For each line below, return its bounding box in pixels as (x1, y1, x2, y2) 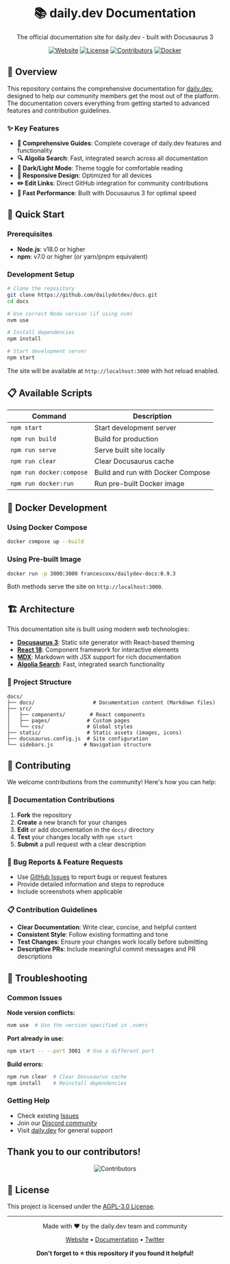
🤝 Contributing (7, 759, 71, 771)
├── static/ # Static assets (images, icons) (7, 729, 183, 736)
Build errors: (7, 1060, 44, 1068)
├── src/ (7, 705, 32, 712)
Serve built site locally (94, 445, 166, 454)
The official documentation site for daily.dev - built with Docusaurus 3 (16, 32, 214, 41)
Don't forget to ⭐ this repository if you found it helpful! (36, 1249, 194, 1258)
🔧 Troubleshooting (7, 972, 88, 984)
